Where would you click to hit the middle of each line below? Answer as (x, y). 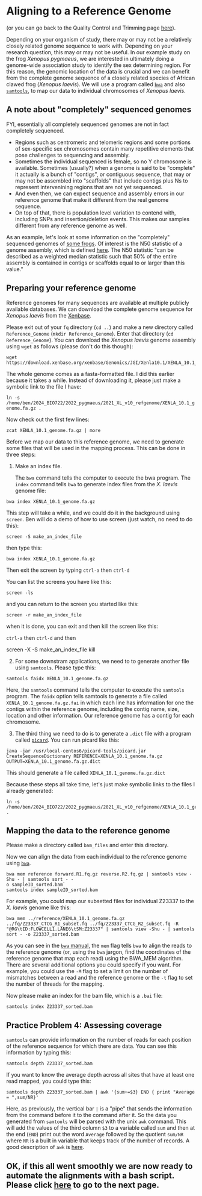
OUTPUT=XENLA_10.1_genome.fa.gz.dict (54, 761)
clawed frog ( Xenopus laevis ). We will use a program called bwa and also (96, 84)
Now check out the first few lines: (48, 419)
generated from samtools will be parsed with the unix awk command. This (96, 1121)
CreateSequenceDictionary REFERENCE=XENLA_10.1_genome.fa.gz (84, 756)
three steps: (21, 454)
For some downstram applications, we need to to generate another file (102, 661)
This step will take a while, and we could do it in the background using (93, 513)
